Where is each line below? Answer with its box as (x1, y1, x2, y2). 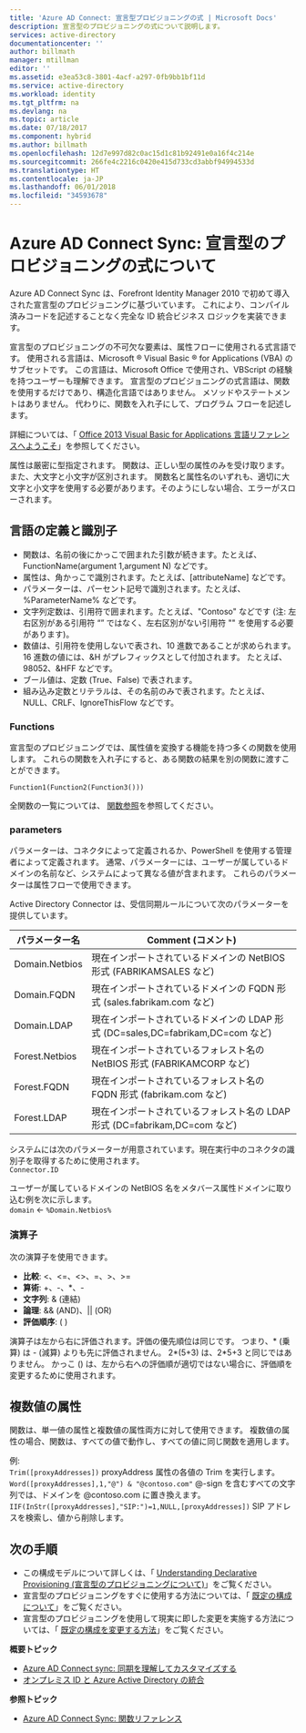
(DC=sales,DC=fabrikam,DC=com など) (103, 1026, 272, 1039)
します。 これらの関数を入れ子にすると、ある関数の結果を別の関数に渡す (9, 753, 282, 765)
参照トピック (9, 1694, 57, 1705)
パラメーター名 (16, 934, 80, 947)
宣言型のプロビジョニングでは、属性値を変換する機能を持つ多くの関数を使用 (9, 742, 297, 753)
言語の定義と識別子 (9, 523, 117, 538)
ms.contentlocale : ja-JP (9, 174, 104, 183)
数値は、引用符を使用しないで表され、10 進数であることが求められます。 (22, 639, 296, 651)
